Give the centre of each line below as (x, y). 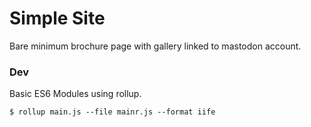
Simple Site (57, 18)
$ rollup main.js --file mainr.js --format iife (112, 112)
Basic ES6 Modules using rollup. (75, 94)
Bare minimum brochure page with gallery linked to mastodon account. (155, 46)
